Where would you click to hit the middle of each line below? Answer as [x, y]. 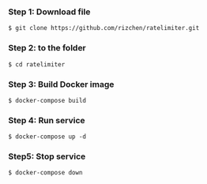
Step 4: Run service [47, 120]
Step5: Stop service [47, 156]
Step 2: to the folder [47, 48]
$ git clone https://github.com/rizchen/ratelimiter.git [104, 28]
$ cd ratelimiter [37, 64]
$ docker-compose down [45, 173]
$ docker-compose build [47, 100]
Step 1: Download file [49, 12]
